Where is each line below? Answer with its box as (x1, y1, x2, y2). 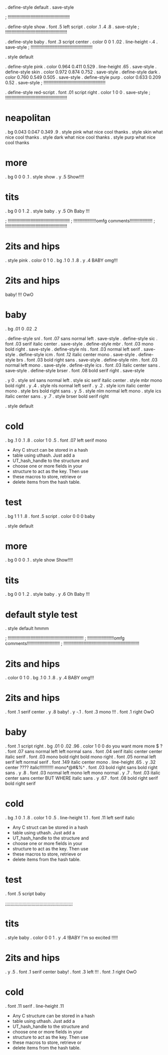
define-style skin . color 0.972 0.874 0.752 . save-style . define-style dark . (5, 69, 160, 75)
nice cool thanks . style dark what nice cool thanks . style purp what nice (5, 134, 156, 140)
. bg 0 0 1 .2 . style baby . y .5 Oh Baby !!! (5, 208, 90, 214)
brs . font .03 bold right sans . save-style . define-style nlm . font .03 (16, 357, 158, 363)
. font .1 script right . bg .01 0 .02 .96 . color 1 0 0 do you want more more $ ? (5, 743, 163, 749)
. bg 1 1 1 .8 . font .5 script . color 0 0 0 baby (5, 513, 95, 519)
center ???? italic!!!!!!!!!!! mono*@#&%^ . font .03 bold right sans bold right (5, 765, 158, 771)
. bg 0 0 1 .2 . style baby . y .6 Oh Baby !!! (5, 591, 90, 597)
